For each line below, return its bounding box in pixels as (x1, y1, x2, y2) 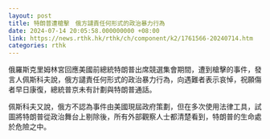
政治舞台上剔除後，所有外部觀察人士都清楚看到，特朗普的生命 (50, 112, 255, 121)
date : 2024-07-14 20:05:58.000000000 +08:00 (8, 27, 160, 35)
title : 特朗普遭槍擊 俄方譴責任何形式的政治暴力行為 (8, 19, 166, 27)
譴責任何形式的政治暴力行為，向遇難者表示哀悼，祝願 (78, 75, 255, 84)
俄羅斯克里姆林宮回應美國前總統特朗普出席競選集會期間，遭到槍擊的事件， (8, 65, 255, 75)
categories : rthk (8, 42, 67, 50)
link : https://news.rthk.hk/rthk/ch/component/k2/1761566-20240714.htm (8, 34, 253, 43)
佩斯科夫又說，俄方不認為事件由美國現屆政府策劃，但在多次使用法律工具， (8, 102, 255, 112)
